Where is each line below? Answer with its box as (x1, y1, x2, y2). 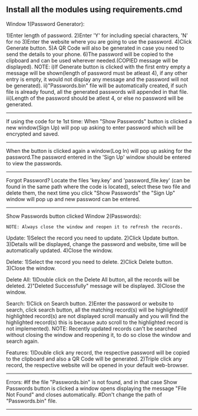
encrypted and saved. (6, 130, 60, 137)
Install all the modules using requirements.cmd (6, 5, 183, 15)
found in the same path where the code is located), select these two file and (6, 183, 191, 190)
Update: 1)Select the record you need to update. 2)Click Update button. (6, 234, 179, 241)
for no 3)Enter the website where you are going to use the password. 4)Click (6, 38, 192, 45)
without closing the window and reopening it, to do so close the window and (6, 331, 192, 338)
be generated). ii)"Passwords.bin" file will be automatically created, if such (6, 82, 187, 89)
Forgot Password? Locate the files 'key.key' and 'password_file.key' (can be (6, 176, 190, 184)
